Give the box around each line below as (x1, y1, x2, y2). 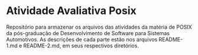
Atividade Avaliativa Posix (6, 4, 137, 18)
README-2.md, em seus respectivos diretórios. (23, 42, 139, 49)
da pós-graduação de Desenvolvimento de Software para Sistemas (6, 29, 170, 36)
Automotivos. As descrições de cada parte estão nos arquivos (6, 36, 158, 43)
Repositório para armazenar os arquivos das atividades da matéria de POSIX (6, 23, 192, 30)
